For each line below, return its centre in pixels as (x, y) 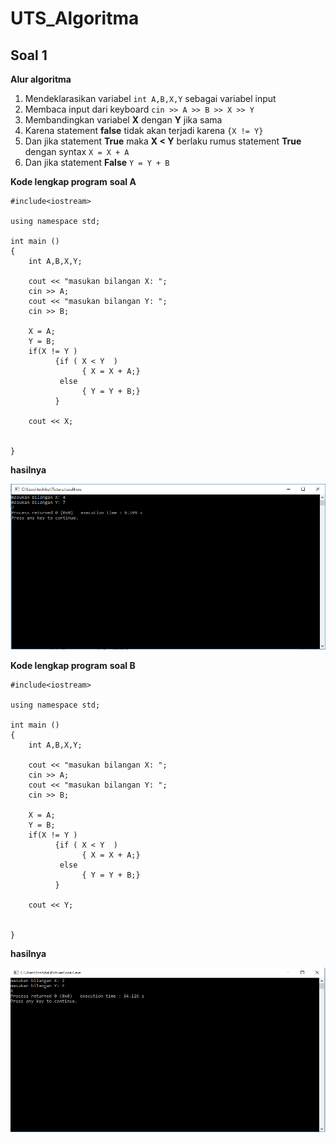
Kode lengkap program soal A (73, 181)
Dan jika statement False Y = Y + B (97, 162)
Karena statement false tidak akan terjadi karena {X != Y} (144, 130)
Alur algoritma (41, 79)
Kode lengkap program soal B (73, 665)
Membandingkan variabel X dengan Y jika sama (123, 120)
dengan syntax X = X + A (77, 151)
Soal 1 (29, 55)
